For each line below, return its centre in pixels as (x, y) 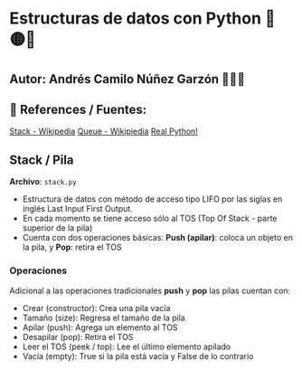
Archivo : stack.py (43, 182)
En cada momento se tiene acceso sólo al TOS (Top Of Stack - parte (150, 218)
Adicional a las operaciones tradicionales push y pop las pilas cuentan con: (150, 290)
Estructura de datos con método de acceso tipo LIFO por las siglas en (152, 199)
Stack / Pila (42, 160)
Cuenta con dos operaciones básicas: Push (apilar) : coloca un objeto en (158, 238)
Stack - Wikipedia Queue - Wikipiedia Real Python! (104, 131)
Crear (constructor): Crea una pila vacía (96, 308)
